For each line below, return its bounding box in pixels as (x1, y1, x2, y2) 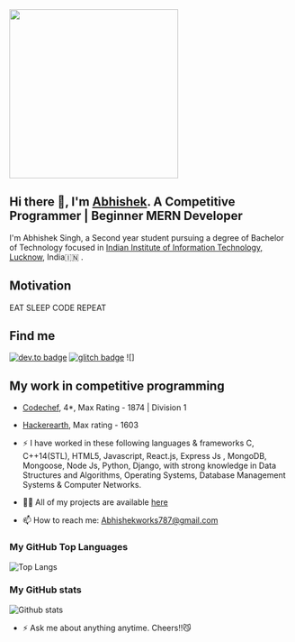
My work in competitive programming (9, 378, 225, 393)
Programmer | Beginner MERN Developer (9, 208, 243, 224)
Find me (9, 328, 56, 344)
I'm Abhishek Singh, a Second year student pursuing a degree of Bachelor (9, 232, 285, 243)
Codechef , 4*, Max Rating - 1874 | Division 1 (22, 402, 187, 413)
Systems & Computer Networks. (22, 480, 142, 491)
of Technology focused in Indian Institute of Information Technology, (9, 242, 264, 252)
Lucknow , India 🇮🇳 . (9, 252, 84, 262)
